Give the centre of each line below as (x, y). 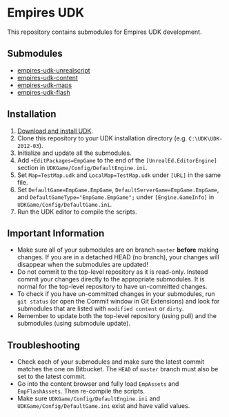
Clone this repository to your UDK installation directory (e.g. (102, 138)
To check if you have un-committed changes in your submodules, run (116, 294)
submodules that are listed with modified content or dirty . (100, 308)
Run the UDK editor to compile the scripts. (77, 212)
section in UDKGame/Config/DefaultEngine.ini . (82, 167)
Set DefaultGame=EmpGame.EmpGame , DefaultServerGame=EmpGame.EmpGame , (118, 189)
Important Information (56, 233)
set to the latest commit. (51, 377)
